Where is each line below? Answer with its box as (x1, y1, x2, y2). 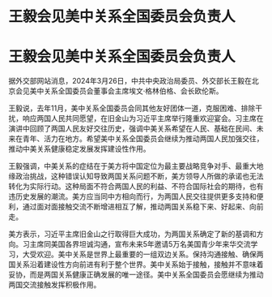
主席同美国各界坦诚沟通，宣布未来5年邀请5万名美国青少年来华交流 (29, 239, 251, 249)
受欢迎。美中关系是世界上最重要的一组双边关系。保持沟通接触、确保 (29, 249, 257, 260)
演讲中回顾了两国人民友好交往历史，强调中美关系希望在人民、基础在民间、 (8, 123, 257, 134)
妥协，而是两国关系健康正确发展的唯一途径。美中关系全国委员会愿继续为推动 (8, 269, 264, 280)
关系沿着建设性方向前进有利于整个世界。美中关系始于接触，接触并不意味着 (15, 260, 264, 269)
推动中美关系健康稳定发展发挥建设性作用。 (8, 144, 151, 154)
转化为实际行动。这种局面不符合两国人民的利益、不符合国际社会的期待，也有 (8, 182, 264, 192)
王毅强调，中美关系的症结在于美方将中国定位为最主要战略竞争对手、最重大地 (8, 161, 264, 171)
